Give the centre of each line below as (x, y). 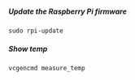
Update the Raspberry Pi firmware (68, 11)
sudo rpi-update (36, 31)
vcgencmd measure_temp (47, 68)
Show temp (28, 48)
